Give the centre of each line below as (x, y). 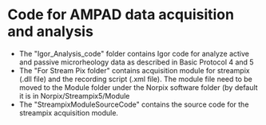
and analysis (50, 31)
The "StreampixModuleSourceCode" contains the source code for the (134, 104)
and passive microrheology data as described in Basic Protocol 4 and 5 (136, 62)
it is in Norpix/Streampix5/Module (74, 96)
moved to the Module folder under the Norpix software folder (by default (138, 87)
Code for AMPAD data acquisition (121, 15)
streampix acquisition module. (69, 112)
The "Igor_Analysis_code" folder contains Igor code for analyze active (134, 53)
